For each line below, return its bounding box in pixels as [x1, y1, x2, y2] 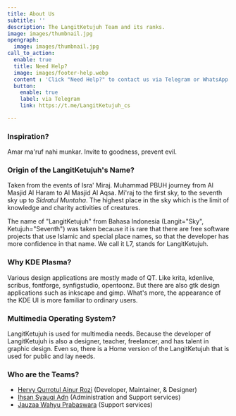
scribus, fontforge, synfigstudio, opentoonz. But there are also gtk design [7, 281, 221, 289]
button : [13, 82, 37, 90]
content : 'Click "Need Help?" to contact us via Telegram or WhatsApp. [13, 75, 232, 83]
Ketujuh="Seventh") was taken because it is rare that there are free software [7, 225, 230, 233]
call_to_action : [7, 50, 55, 57]
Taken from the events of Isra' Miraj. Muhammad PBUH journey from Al [7, 181, 213, 190]
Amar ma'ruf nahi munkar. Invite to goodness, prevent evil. [7, 147, 178, 156]
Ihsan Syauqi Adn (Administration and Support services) [17, 393, 181, 402]
